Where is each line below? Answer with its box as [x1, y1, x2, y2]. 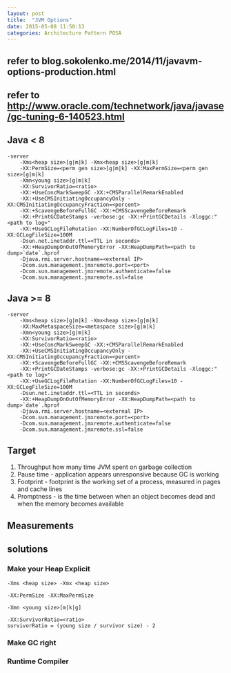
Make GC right [7, 638, 57, 647]
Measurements [7, 519, 74, 531]
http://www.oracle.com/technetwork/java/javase [7, 100, 224, 112]
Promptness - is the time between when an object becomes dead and [17, 492, 216, 501]
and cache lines [17, 485, 63, 493]
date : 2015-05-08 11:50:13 [7, 23, 85, 30]
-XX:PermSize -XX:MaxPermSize [7, 592, 94, 599]
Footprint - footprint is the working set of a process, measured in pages [17, 478, 221, 486]
